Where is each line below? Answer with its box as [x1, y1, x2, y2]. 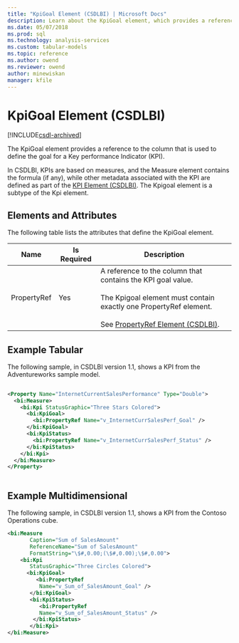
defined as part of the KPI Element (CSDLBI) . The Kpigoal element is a [7, 181, 213, 189]
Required [60, 254, 92, 264]
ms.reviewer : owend [7, 63, 65, 70]
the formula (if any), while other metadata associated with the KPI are [7, 174, 211, 182]
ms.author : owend [7, 57, 59, 64]
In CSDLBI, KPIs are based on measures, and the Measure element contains [7, 166, 230, 174]
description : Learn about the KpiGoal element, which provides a [7, 17, 205, 24]
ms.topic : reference [7, 51, 69, 58]
